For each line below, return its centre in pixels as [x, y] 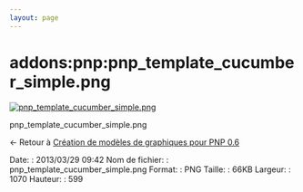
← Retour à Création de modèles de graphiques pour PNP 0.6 [124, 142]
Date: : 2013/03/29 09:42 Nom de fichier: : [89, 159]
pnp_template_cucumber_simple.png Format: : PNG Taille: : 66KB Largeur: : [150, 169]
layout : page [34, 18]
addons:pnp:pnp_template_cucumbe [152, 62]
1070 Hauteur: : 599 [46, 178]
